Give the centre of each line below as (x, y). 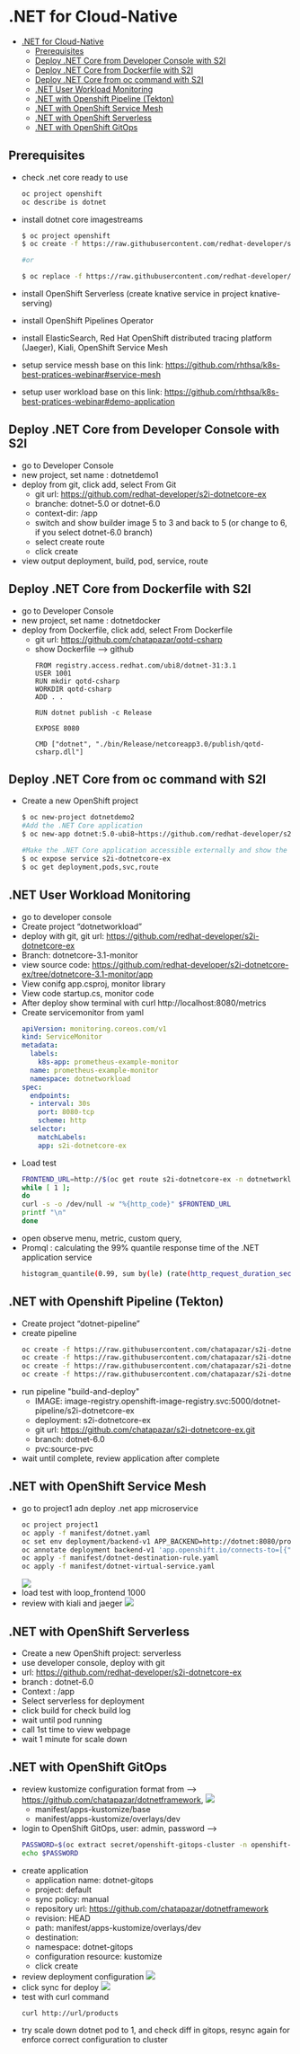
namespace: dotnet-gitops (84, 1946)
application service (57, 1257)
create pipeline (49, 1332)
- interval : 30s (60, 1104)
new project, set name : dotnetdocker (91, 620)
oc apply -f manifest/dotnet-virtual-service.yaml (118, 1567)
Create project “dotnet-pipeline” (80, 1324)
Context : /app (48, 1691)
